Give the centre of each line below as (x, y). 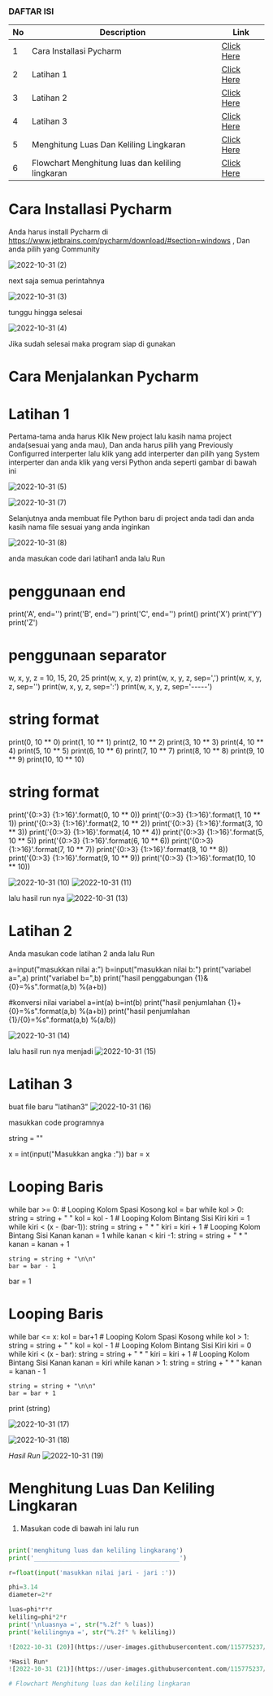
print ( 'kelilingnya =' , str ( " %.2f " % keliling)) (92, 1632)
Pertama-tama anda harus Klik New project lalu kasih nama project (120, 436)
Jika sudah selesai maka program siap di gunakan (92, 344)
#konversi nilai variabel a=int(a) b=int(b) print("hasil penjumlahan (117, 1003)
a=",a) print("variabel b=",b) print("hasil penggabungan (101, 978)
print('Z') (23, 623)
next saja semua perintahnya (57, 281)
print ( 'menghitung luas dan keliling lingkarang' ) (96, 1550)
